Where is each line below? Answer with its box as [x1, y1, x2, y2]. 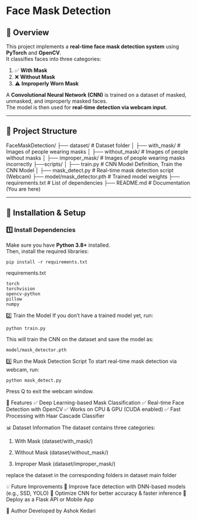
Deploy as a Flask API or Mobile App [6, 495, 94, 502]
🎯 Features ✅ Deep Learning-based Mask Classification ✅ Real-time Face [6, 399, 185, 406]
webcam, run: [6, 366, 40, 373]
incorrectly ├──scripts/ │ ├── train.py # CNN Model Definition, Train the [6, 160, 183, 168]
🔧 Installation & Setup [6, 208, 86, 218]
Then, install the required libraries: [6, 247, 89, 254]
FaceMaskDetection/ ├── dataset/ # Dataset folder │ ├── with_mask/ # [6, 142, 181, 149]
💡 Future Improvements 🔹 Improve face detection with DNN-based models [6, 482, 186, 490]
